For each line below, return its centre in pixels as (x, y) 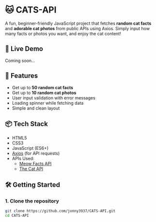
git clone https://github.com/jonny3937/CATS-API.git (60, 211)
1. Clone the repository (32, 201)
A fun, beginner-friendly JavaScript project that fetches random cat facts (78, 23)
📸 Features (21, 76)
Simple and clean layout (36, 108)
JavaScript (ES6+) (30, 148)
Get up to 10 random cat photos (44, 93)
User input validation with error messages (54, 98)
